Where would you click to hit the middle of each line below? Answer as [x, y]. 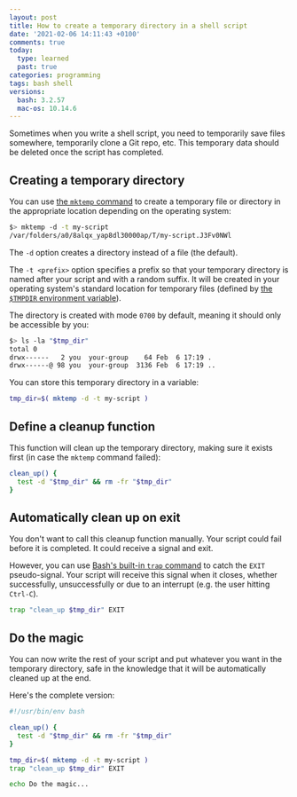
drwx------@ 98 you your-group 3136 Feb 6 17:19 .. [113, 366]
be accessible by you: [49, 324]
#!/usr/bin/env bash [47, 712]
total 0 [23, 349]
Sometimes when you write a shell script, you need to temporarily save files [147, 133]
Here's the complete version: [62, 695]
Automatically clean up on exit [95, 518]
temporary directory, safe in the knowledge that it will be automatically [138, 669]
